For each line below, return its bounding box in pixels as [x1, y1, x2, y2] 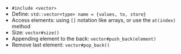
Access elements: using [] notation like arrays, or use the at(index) [11, 17, 176, 23]
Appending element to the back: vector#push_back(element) [11, 35, 156, 42]
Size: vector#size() [11, 29, 60, 36]
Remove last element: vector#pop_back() [11, 41, 110, 48]
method [11, 23, 31, 30]
